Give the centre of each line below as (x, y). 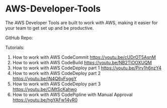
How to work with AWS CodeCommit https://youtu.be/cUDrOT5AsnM (84, 57)
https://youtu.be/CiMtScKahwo (45, 89)
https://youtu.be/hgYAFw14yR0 (45, 100)
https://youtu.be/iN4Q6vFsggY (45, 78)
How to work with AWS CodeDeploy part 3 (57, 84)
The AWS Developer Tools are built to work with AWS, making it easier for (81, 23)
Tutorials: (15, 47)
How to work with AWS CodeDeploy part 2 (57, 73)
